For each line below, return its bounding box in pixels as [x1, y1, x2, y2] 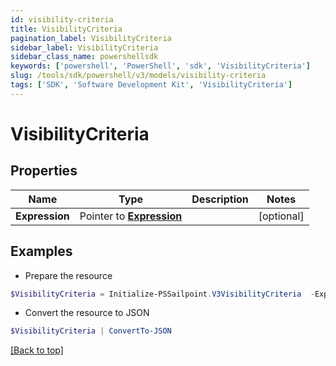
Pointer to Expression [79, 209, 183, 223]
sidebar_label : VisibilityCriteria [10, 42, 159, 53]
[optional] [258, 209, 305, 223]
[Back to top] [10, 344, 64, 356]
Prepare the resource [24, 269, 113, 281]
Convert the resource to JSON [24, 307, 150, 319]
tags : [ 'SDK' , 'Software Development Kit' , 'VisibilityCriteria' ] [10, 80, 293, 90]
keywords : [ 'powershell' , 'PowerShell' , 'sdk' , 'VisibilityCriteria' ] [10, 61, 311, 71]
